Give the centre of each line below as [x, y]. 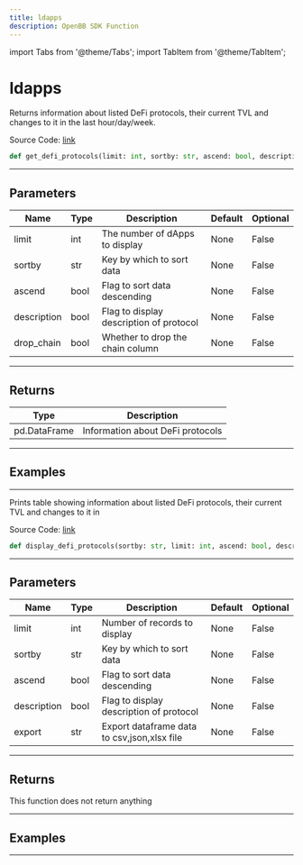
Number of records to [147, 623]
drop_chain [37, 343]
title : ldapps [36, 18]
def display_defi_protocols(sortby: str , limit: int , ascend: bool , [141, 546]
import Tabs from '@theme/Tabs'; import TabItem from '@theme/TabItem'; [148, 51]
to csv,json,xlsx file [142, 738]
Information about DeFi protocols [152, 431]
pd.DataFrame [44, 431]
